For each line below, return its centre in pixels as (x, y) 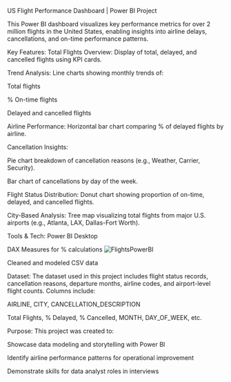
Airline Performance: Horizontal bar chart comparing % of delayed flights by (115, 126)
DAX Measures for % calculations (55, 249)
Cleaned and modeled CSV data (53, 263)
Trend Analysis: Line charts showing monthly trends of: (86, 73)
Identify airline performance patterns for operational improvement (101, 358)
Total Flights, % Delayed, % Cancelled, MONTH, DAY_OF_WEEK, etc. (104, 317)
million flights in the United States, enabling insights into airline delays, (107, 31)
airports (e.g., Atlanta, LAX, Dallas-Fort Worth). (73, 222)
